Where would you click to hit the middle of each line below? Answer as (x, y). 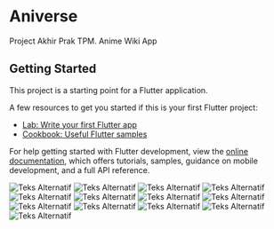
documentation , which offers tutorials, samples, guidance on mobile (133, 161)
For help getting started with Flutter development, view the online (129, 151)
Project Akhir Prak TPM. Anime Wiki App (83, 41)
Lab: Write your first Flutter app (80, 124)
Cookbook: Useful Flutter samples (85, 134)
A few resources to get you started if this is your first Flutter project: (133, 107)
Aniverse (44, 16)
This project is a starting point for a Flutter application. (109, 90)
